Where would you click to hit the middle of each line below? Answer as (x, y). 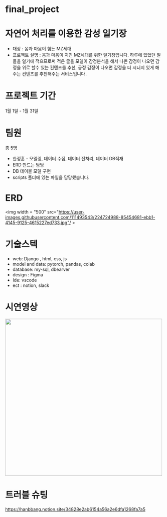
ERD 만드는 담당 (28, 165)
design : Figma (28, 274)
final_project (32, 9)
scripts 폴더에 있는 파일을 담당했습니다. (51, 177)
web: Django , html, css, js (40, 258)
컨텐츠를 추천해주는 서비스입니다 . (55, 74)
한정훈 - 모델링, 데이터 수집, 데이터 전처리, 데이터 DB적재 (68, 159)
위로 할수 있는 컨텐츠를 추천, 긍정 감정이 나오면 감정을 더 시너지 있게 (88, 68)
